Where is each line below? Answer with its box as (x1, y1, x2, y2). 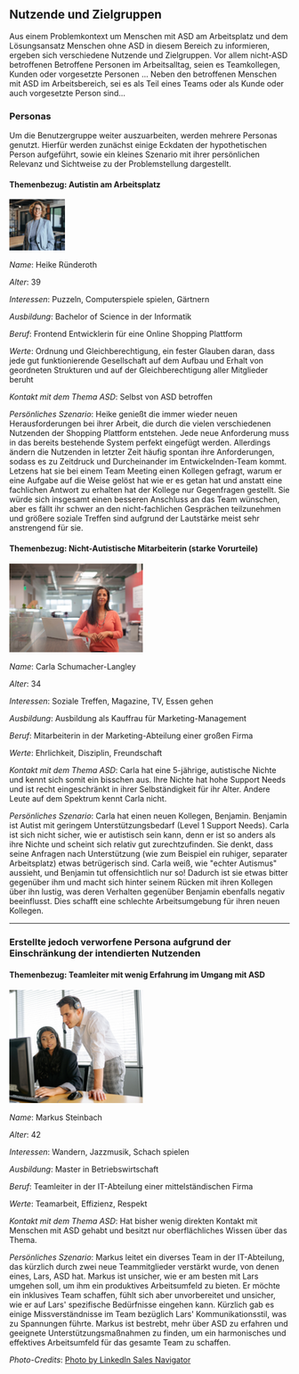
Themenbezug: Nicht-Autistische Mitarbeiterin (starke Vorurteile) (9, 543, 259, 554)
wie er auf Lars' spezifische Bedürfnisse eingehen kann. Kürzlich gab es (9, 1299, 274, 1310)
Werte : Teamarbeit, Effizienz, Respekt (9, 1198, 148, 1209)
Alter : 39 (9, 276, 42, 288)
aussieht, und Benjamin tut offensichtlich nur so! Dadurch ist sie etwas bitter (9, 868, 289, 878)
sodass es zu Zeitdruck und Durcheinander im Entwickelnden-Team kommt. (9, 457, 287, 467)
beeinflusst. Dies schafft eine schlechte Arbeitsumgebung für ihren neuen (9, 896, 280, 907)
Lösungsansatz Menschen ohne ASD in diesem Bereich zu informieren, (9, 40, 270, 51)
